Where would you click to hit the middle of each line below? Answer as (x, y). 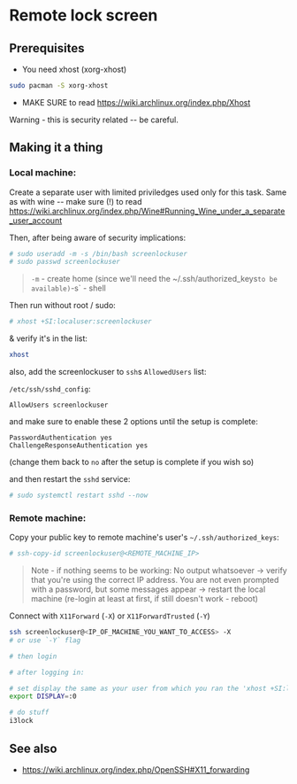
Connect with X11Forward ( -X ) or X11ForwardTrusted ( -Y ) (110, 616)
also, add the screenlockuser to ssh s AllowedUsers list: (108, 372)
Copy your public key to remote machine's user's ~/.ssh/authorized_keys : (145, 538)
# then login (33, 656)
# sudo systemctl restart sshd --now (79, 496)
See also (33, 748)
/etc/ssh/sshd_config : (50, 389)
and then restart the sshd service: (70, 479)
